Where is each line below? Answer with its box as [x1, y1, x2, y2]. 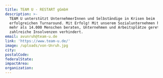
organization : [5, 66, 34, 71]
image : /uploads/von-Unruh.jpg [5, 43, 68, 48]
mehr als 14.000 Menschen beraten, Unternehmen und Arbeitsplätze [9, 25, 147, 30]
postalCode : [5, 52, 29, 57]
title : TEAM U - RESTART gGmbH [5, 7, 68, 12]
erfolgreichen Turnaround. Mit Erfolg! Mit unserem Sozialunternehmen [9, 20, 155, 26]
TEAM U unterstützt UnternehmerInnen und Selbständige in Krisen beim [9, 16, 155, 21]
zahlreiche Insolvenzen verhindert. [9, 30, 83, 34]
